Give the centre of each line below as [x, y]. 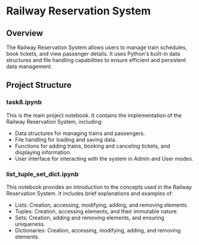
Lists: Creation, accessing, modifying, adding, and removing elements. [102, 205]
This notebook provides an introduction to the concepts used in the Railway [99, 187]
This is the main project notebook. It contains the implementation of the [94, 115]
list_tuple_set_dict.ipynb [42, 174]
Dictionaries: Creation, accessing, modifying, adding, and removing [98, 230]
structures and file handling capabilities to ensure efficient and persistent [96, 60]
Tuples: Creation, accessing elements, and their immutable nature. [97, 211]
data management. [29, 66]
